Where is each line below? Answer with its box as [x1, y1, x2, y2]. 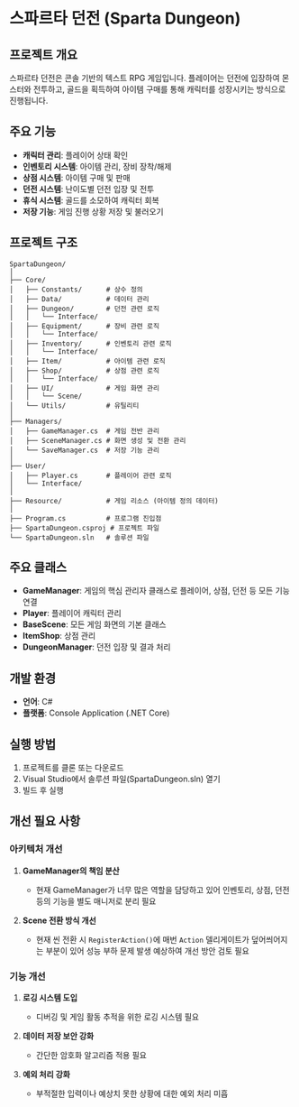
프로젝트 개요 [9, 47, 78, 62]
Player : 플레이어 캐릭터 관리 [22, 608, 122, 619]
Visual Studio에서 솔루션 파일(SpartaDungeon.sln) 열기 [22, 773, 221, 785]
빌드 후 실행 [22, 785, 65, 796]
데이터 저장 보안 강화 [22, 1030, 95, 1042]
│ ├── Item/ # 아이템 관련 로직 [9, 356, 167, 365]
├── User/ [9, 461, 47, 470]
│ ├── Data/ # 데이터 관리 [9, 294, 149, 303]
